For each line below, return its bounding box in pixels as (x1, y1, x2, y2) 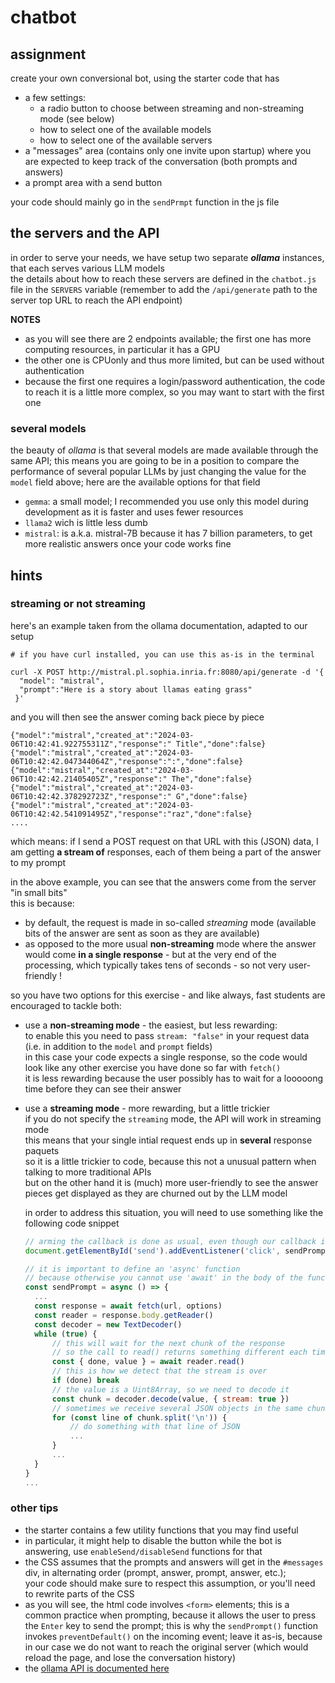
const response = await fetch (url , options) (34, 1301, 223, 1311)
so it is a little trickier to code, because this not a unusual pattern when (24, 1155, 317, 1167)
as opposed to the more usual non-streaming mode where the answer (24, 937, 317, 950)
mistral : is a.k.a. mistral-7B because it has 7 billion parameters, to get (24, 527, 313, 540)
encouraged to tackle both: (10, 999, 122, 1011)
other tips (10, 1501, 59, 1515)
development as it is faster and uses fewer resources (24, 506, 244, 518)
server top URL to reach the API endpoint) (10, 294, 183, 306)
